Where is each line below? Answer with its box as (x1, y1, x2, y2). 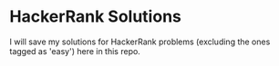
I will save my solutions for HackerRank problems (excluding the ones (9, 36, 271, 47)
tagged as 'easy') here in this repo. (9, 45, 141, 56)
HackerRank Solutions (9, 6, 182, 27)
